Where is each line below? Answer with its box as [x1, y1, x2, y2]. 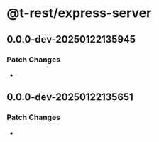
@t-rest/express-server [6, 5, 152, 21]
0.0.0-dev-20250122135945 [6, 33, 136, 45]
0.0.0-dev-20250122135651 [6, 91, 134, 104]
